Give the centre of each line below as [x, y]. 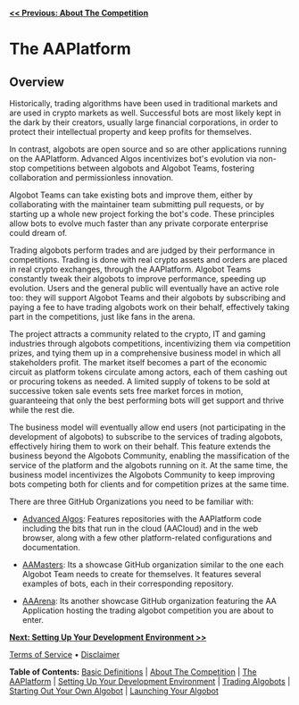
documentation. [51, 547]
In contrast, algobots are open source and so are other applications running [148, 149]
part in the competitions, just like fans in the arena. [102, 317]
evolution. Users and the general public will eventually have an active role [144, 288]
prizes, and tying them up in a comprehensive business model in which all [145, 353]
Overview [37, 82]
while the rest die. [42, 410]
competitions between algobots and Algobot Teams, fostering [141, 168]
